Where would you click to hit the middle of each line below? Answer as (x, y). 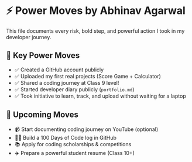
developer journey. (29, 37)
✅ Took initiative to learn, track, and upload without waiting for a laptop (100, 96)
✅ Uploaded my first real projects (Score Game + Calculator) (88, 76)
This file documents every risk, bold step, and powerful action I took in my (95, 31)
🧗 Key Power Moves (43, 56)
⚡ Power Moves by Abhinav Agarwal (96, 11)
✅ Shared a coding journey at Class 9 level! (67, 82)
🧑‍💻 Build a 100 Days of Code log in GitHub (66, 137)
